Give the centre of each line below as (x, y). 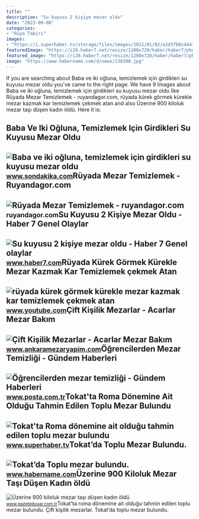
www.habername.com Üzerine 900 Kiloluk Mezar (92, 474)
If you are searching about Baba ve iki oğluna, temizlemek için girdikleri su (97, 78)
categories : (21, 28)
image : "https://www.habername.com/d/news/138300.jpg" (75, 61)
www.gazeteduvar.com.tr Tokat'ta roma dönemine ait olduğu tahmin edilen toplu (98, 504)
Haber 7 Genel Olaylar (47, 223)
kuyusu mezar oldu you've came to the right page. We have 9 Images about (99, 84)
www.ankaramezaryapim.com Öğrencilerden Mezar (94, 349)
